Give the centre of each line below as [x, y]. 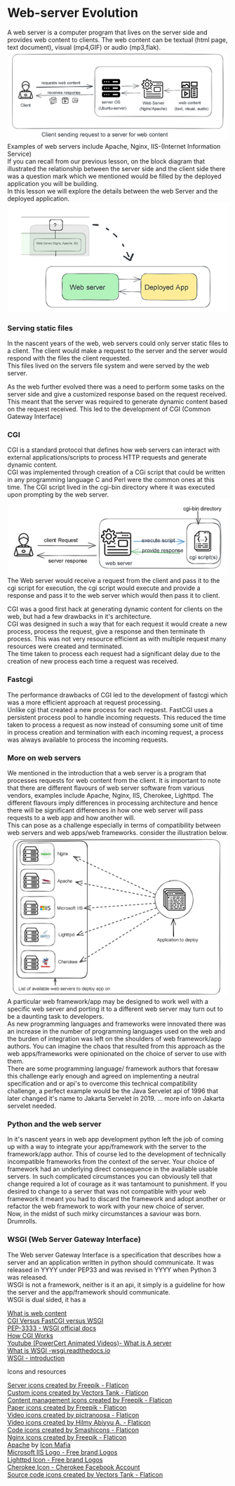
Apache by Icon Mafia [39, 1445]
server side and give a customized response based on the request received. [117, 394]
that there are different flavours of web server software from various [106, 788]
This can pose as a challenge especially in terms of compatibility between [114, 825]
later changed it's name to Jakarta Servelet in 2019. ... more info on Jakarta [116, 1099]
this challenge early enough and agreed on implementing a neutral [103, 1076]
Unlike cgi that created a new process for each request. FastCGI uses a [110, 709]
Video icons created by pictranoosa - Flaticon [73, 1414]
